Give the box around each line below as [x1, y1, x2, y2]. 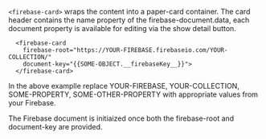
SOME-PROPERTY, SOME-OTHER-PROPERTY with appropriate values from [8, 89, 259, 99]
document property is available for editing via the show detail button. [8, 24, 237, 33]
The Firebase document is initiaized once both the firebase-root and [8, 113, 235, 123]
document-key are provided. [8, 122, 103, 131]
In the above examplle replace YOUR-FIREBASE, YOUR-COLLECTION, [8, 81, 239, 90]
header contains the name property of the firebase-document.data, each [8, 15, 250, 25]
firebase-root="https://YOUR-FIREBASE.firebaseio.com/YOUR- [23, 46, 228, 54]
